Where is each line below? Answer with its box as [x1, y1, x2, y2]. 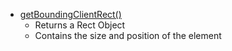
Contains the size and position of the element [34, 30, 222, 41]
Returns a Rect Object [34, 19, 126, 31]
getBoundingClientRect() [19, 9, 122, 20]
